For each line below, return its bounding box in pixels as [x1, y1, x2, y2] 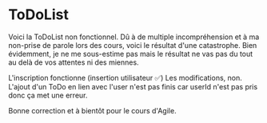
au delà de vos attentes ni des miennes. [8, 58, 139, 67]
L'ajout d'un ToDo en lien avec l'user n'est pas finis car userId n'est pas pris [8, 81, 258, 91]
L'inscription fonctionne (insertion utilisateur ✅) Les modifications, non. [8, 73, 242, 82]
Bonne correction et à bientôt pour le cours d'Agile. [8, 105, 177, 115]
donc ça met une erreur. [8, 90, 88, 100]
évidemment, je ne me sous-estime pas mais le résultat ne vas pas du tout [8, 49, 253, 58]
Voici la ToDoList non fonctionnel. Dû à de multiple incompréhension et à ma [8, 32, 260, 42]
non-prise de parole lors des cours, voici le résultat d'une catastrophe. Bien [8, 40, 257, 50]
